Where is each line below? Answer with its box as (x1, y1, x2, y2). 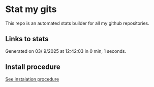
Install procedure (5, 63, 60, 71)
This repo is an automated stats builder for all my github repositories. (5, 20, 149, 26)
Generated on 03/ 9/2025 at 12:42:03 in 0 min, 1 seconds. (5, 48, 127, 54)
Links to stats (5, 35, 49, 43)
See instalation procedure (5, 76, 59, 82)
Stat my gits (5, 4, 57, 15)
